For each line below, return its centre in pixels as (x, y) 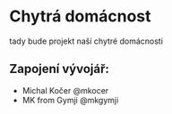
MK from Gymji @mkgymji (70, 100)
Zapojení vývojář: (59, 69)
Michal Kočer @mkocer (65, 90)
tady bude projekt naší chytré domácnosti (86, 41)
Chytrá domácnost (80, 16)
